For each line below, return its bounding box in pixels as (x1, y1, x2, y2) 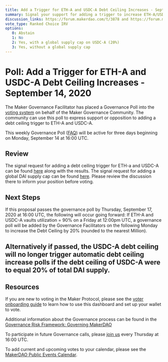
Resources (5, 282, 39, 291)
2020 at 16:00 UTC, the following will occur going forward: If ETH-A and (5, 212, 154, 218)
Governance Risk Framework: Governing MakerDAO (5, 321, 112, 328)
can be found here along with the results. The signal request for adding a (5, 168, 155, 174)
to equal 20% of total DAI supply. (5, 266, 110, 274)
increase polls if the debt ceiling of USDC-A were (5, 258, 161, 266)
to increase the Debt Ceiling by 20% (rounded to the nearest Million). (5, 228, 147, 234)
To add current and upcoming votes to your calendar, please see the (5, 346, 146, 352)
